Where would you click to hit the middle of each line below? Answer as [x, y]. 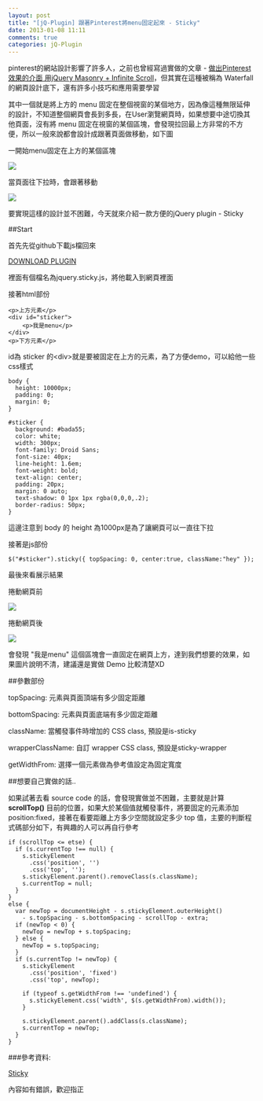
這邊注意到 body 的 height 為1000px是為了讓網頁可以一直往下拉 [111, 528]
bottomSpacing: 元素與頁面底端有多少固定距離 [83, 714]
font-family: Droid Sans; [58, 450]
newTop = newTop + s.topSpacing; [77, 932]
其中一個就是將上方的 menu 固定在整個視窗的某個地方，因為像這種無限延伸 [129, 105]
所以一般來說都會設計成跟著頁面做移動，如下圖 [97, 134]
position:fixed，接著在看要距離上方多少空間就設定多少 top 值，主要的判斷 [127, 818]
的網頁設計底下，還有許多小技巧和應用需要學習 [84, 88]
